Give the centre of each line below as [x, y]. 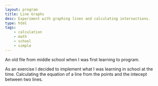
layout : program [21, 9]
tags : [10, 28]
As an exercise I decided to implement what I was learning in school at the [79, 69]
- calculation [28, 32]
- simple [23, 46]
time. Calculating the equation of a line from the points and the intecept [76, 74]
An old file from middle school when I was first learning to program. [72, 59]
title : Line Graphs [25, 14]
